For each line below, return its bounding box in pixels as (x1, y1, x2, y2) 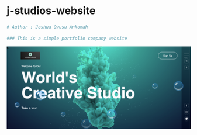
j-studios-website (6, 4, 96, 18)
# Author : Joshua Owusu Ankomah (6, 24, 88, 30)
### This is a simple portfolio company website (6, 35, 127, 41)
